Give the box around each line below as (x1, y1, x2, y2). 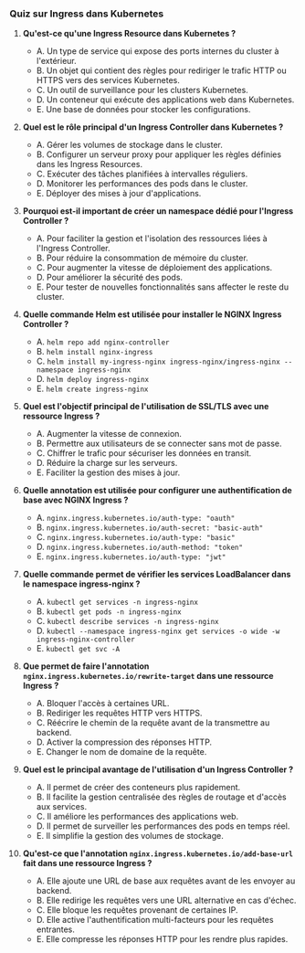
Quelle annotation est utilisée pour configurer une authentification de (22, 485, 292, 496)
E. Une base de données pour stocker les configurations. (36, 104, 251, 115)
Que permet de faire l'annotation (22, 661, 150, 672)
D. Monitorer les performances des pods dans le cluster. (36, 178, 248, 189)
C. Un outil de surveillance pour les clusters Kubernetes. (36, 85, 248, 96)
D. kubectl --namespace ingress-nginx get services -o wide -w (36, 625, 280, 637)
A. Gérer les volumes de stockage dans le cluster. (36, 140, 224, 151)
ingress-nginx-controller (36, 635, 135, 644)
